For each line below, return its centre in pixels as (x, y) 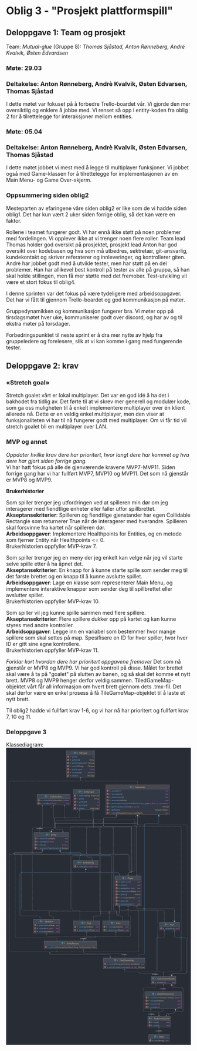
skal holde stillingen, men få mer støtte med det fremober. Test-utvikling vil (97, 276)
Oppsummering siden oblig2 (47, 195)
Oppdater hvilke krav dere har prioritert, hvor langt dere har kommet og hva (98, 454)
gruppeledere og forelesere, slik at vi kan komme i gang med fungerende (94, 341)
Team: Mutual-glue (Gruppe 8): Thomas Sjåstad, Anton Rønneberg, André (96, 46)
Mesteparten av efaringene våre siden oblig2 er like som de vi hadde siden (96, 208)
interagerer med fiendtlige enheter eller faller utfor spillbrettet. (81, 508)
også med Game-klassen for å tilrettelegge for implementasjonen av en (92, 174)
